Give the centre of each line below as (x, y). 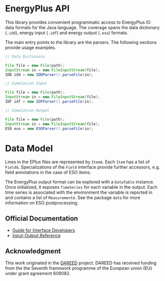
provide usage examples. (31, 47)
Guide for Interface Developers (44, 230)
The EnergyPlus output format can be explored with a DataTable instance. (80, 182)
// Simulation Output (27, 110)
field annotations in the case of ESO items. (48, 173)
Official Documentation (42, 218)
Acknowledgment (33, 251)
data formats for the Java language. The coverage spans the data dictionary (82, 27)
